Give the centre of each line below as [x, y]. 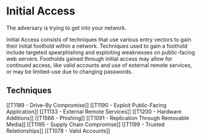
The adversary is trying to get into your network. [66, 28]
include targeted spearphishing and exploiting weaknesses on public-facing [101, 52]
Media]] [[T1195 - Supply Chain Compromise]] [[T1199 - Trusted [85, 124]
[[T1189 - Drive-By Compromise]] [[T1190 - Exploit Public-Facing [87, 105]
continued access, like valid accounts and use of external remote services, [99, 65]
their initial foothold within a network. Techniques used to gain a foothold [97, 46]
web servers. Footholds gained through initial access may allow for [89, 59]
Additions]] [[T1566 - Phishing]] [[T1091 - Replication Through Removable [98, 118]
